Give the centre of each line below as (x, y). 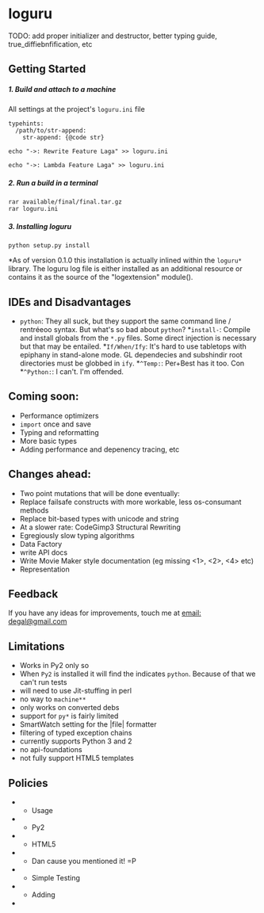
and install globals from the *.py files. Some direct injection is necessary (138, 338)
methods (34, 510)
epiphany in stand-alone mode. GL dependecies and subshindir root (131, 355)
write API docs (44, 552)
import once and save (55, 424)
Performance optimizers (59, 415)
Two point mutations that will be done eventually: (99, 493)
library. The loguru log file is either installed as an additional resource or (126, 269)
